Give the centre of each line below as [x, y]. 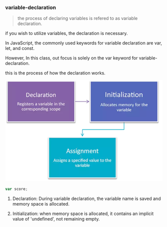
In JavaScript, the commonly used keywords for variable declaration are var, [84, 43]
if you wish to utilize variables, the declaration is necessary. [66, 33]
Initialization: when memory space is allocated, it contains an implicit [83, 213]
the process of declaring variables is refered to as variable [77, 18]
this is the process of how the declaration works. [55, 73]
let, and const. [20, 48]
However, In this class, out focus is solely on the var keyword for [71, 58]
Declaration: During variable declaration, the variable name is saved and [86, 198]
